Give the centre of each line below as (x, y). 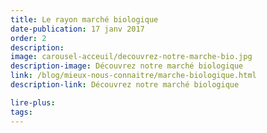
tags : (21, 112)
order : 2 (28, 38)
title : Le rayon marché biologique (84, 19)
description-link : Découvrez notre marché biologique (125, 85)
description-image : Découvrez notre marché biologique (127, 66)
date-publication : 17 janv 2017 (77, 29)
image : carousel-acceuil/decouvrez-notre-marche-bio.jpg (131, 57)
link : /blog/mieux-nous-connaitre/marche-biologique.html (133, 76)
